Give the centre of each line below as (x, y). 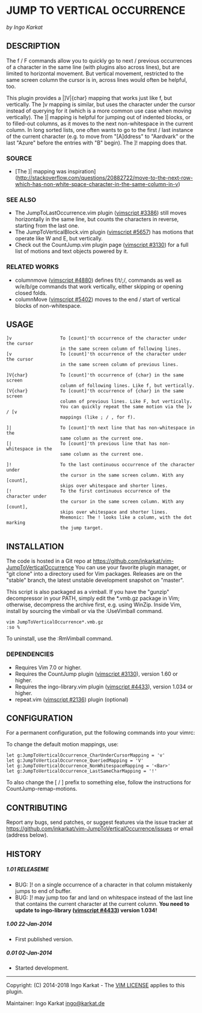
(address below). (27, 835)
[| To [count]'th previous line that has (82, 444)
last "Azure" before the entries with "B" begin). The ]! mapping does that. (97, 143)
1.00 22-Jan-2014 (29, 924)
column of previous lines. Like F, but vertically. (126, 402)
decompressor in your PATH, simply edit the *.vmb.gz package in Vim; (93, 598)
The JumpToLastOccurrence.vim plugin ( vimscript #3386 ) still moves (101, 213)
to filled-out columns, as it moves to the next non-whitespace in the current (100, 123)
